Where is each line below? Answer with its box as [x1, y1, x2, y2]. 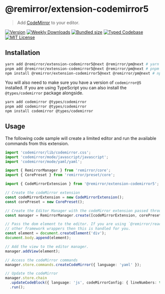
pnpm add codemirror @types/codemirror [5, 104, 87, 109]
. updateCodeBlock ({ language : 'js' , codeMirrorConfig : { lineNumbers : [9, 280, 157, 285]
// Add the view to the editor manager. [5, 244, 89, 249]
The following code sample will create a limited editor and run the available [5, 135, 157, 141]
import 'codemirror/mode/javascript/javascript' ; [5, 155, 109, 160]
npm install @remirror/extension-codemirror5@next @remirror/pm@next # [5, 71, 155, 76]
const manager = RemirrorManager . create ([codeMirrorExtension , [5, 213, 137, 218]
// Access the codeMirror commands [5, 258, 78, 263]
